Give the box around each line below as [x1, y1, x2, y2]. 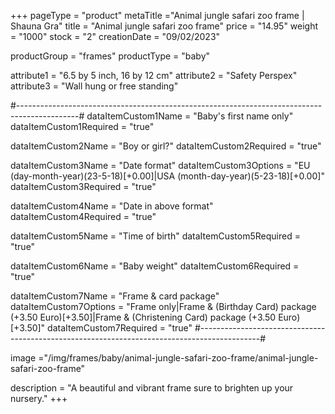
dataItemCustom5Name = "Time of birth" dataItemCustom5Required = [10, 230, 301, 242]
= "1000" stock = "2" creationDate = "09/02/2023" [10, 31, 221, 42]
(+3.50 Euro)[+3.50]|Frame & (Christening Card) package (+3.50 [10, 311, 277, 323]
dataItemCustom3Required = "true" [10, 181, 157, 192]
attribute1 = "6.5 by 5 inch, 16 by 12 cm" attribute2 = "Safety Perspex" [10, 70, 298, 81]
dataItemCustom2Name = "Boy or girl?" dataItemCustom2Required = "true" [10, 140, 322, 152]
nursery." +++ [10, 393, 68, 404]
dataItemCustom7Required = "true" [47, 322, 193, 334]
